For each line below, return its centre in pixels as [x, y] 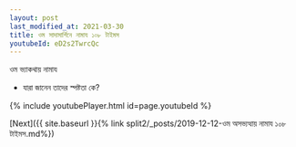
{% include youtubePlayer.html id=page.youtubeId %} [111, 106]
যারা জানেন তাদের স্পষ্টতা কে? [61, 88]
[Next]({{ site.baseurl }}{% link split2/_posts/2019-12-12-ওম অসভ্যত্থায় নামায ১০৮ [148, 123]
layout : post [34, 18]
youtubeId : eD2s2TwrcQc [55, 43]
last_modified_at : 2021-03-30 [67, 26]
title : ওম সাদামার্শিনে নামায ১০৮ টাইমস [65, 35]
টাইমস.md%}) [32, 134]
